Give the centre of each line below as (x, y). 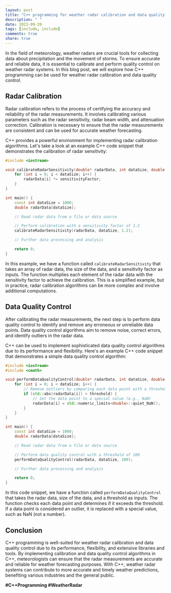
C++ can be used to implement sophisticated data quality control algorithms (85, 345)
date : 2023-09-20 (24, 24)
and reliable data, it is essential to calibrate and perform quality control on (82, 64)
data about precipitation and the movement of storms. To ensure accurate (83, 58)
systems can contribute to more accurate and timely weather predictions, (82, 569)
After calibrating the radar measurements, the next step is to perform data (83, 319)
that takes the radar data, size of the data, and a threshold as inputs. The (81, 498)
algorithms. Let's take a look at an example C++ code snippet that (74, 146)
